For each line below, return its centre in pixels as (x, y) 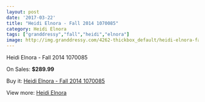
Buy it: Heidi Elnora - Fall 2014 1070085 (56, 81)
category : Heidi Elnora (37, 29)
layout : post (23, 12)
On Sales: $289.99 (31, 69)
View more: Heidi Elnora (37, 93)
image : (15, 40)
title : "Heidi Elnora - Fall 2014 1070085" (63, 23)
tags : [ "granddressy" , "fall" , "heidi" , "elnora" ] (68, 35)
